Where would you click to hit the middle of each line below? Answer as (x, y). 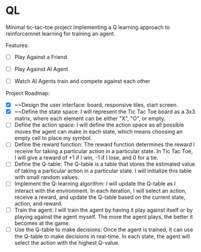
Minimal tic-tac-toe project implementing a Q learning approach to (88, 27)
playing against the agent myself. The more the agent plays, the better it (104, 216)
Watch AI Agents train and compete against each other (82, 81)
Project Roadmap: (28, 93)
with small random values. (47, 177)
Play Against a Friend (41, 57)
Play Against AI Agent (41, 69)
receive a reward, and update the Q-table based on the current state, (100, 197)
